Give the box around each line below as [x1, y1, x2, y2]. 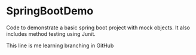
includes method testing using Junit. [6, 30, 96, 37]
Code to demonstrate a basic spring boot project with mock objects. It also [6, 24, 190, 31]
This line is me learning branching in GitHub [6, 42, 114, 49]
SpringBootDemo [6, 4, 94, 18]
